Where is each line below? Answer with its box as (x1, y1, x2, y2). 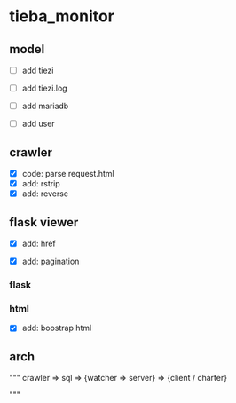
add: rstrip (21, 178, 60, 189)
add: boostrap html (21, 322, 92, 334)
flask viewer (9, 215, 79, 230)
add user (21, 118, 55, 130)
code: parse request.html (21, 169, 114, 179)
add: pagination (21, 256, 80, 267)
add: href (21, 238, 56, 249)
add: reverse (21, 188, 69, 199)
